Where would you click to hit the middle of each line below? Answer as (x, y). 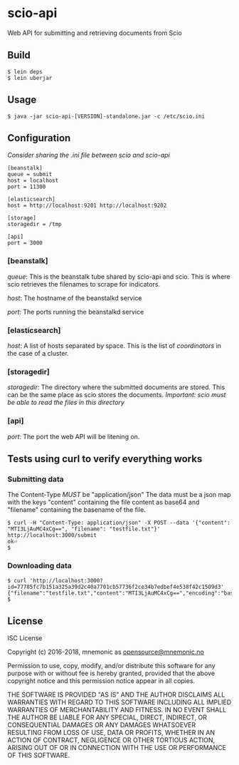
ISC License (25, 638)
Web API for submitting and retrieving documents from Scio (95, 33)
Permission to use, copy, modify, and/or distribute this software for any (111, 666)
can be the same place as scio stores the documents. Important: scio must (117, 395)
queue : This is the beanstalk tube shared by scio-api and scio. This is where (119, 277)
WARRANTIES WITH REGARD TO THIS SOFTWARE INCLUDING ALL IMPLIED (119, 702)
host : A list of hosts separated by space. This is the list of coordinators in (115, 345)
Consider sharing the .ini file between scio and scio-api (89, 155)
